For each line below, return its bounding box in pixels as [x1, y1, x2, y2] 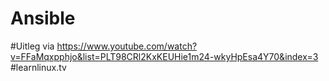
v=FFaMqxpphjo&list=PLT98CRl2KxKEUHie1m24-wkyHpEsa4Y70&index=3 [10, 50, 319, 62]
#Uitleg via [10, 40, 55, 52]
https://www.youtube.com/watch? [56, 40, 198, 52]
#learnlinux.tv [10, 61, 67, 73]
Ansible [10, 7, 76, 30]
